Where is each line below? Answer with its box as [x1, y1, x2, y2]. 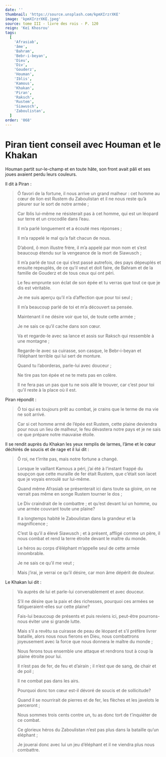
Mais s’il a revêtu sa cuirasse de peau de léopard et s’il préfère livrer [17, 628, 157, 634]
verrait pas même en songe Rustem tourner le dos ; [17, 491, 122, 497]
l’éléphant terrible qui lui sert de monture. [17, 353, 102, 359]
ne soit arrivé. [17, 411, 46, 417]
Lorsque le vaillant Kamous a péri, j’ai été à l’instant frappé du [17, 465, 143, 471]
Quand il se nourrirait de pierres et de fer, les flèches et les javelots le [17, 697, 160, 703]
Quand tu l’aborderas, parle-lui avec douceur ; [17, 362, 112, 368]
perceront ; [17, 702, 41, 708]
